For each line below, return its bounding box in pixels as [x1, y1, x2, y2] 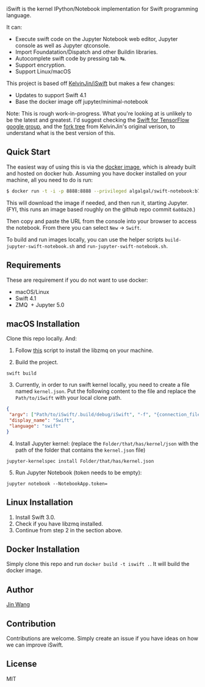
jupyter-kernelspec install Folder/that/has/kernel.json [6, 458, 154, 464]
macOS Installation [6, 318, 81, 329]
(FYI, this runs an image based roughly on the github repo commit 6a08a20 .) [6, 205, 196, 213]
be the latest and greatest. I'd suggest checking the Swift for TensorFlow [6, 116, 190, 123]
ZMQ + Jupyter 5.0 [15, 301, 65, 308]
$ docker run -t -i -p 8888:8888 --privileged [6, 188, 127, 194]
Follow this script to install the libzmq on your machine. [15, 347, 154, 354]
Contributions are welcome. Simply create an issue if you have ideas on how [6, 634, 198, 642]
